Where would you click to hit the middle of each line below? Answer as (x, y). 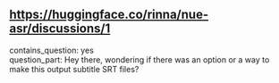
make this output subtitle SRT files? (74, 69)
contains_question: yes (51, 50)
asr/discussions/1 (60, 29)
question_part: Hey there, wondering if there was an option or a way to (139, 59)
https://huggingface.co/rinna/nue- (109, 15)
